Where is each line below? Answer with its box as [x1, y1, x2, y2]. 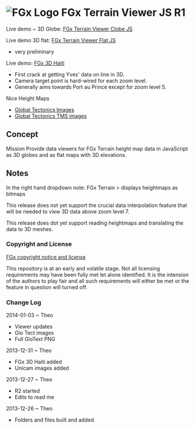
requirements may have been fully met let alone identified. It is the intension [6, 271, 189, 278]
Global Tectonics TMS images [14, 112, 87, 119]
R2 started [14, 387, 40, 394]
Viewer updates [14, 323, 53, 330]
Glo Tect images [14, 329, 54, 336]
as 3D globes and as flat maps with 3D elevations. [6, 151, 127, 158]
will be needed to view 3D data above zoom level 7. [6, 208, 130, 215]
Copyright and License [6, 240, 72, 248]
